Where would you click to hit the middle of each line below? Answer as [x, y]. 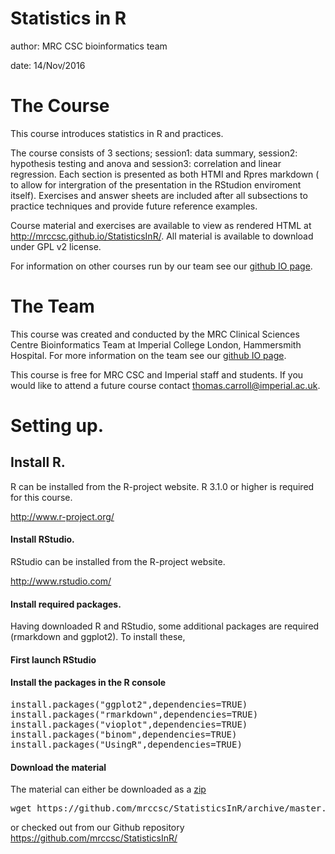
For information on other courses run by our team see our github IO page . [161, 266]
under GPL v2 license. [56, 246]
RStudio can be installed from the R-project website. [118, 562]
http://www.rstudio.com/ [61, 581]
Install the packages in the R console [88, 683]
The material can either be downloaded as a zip [108, 789]
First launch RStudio [53, 659]
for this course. [41, 497]
